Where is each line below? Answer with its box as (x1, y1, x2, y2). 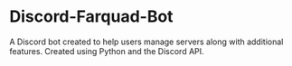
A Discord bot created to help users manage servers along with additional (9, 36, 284, 47)
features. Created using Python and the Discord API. (9, 45, 205, 56)
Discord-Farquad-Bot (9, 6, 174, 27)
